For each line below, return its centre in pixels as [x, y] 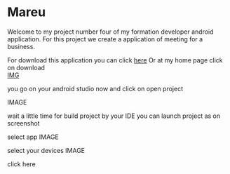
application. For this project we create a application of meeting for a [105, 39]
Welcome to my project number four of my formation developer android [110, 32]
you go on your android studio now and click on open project [95, 88]
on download [26, 67]
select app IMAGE [33, 137]
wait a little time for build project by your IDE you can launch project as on [114, 116]
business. [21, 46]
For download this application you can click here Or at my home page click [115, 60]
